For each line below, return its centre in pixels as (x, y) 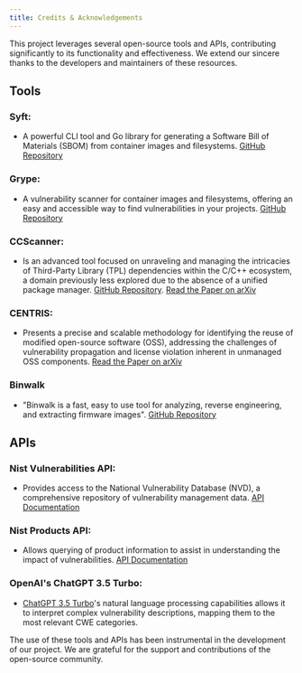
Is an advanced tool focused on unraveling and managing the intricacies (156, 261)
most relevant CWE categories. (80, 622)
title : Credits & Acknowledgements (76, 18)
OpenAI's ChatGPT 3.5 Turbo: (76, 584)
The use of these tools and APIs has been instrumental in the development (148, 640)
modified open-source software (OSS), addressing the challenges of (150, 342)
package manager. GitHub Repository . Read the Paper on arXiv (139, 289)
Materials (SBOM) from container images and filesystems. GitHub (144, 146)
